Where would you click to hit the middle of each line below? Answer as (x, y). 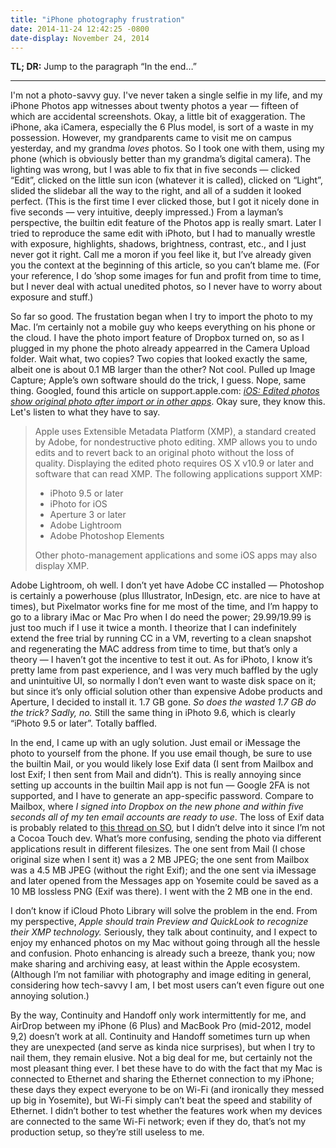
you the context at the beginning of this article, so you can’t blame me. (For (165, 265)
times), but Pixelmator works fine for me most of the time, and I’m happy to (164, 607)
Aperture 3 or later (88, 515)
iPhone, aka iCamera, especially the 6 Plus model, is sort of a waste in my (162, 127)
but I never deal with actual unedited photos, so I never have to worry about (166, 287)
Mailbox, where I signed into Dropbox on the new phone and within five (157, 807)
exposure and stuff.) (52, 297)
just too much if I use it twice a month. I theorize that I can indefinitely (153, 628)
